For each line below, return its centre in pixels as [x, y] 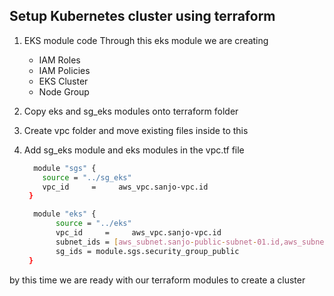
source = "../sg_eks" [87, 177]
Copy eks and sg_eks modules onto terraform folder [131, 111]
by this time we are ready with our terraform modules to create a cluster [157, 280]
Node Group [64, 91]
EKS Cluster [63, 81]
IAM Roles [59, 60]
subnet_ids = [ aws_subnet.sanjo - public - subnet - [156, 242]
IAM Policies [64, 70]
